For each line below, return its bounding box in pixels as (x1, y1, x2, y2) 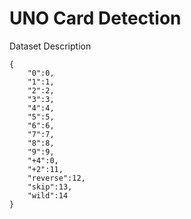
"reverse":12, (27, 173, 86, 183)
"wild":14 (27, 190, 69, 201)
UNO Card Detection (9, 7, 182, 30)
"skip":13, (27, 182, 73, 192)
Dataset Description (9, 40, 92, 52)
